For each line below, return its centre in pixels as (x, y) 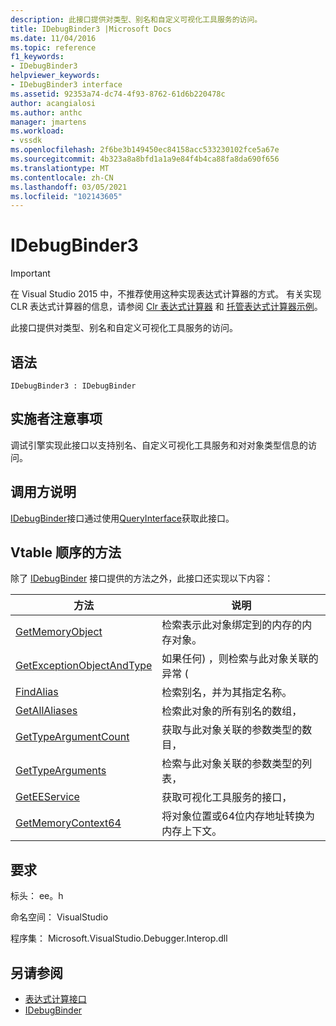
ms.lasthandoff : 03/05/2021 (69, 187)
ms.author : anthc (46, 112)
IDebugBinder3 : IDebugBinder (73, 386)
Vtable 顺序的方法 (66, 552)
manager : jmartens (48, 122)
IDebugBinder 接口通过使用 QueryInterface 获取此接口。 (122, 518)
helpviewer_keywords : (55, 76)
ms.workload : (37, 131)
